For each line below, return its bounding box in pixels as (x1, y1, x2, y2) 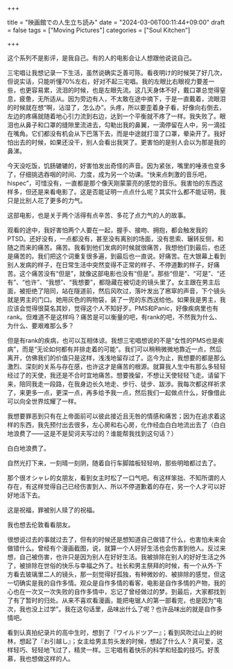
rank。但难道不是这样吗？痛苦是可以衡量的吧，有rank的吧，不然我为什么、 (7, 313, 221, 321)
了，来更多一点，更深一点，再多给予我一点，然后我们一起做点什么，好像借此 (7, 389, 226, 396)
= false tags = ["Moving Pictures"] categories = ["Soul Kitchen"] (7, 26, 191, 34)
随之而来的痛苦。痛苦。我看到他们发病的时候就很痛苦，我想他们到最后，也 (7, 243, 220, 251)
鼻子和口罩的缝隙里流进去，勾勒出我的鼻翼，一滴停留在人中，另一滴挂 (25, 121, 226, 129)
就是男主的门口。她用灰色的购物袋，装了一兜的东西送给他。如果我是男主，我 (7, 296, 226, 303)
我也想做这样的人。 (19, 654, 74, 663)
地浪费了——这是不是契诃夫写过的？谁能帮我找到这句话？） (7, 429, 178, 437)
